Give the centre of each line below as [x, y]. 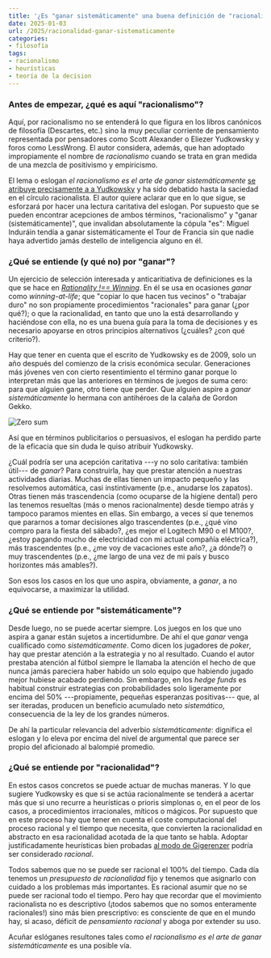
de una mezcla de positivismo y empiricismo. [83, 165]
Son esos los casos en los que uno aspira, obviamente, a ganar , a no [123, 581]
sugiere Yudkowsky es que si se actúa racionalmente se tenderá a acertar [131, 794]
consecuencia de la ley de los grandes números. [89, 714]
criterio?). [24, 340]
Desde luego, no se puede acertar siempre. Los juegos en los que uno [125, 628]
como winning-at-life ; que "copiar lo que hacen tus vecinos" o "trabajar [127, 297]
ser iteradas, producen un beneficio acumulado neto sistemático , [117, 705]
